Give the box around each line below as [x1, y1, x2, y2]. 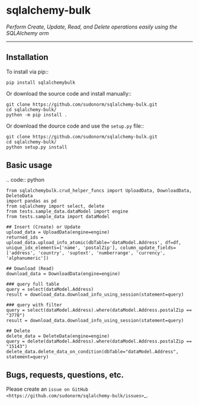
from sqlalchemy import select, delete [6, 203, 105, 209]
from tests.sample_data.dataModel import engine [6, 208, 129, 214]
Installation [6, 52, 49, 62]
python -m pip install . [6, 112, 68, 118]
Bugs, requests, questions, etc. [6, 369, 124, 380]
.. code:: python [6, 176, 45, 183]
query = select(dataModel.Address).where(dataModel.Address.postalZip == [6, 307, 192, 313]
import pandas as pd [6, 198, 57, 204]
